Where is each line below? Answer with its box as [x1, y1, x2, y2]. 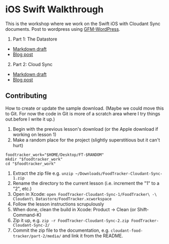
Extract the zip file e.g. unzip [12, 170, 73, 176]
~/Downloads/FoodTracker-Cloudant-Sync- [75, 171, 163, 176]
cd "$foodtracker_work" [5, 161, 56, 166]
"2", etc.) [12, 186, 32, 192]
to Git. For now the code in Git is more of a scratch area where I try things [5, 110, 160, 116]
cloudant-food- [111, 228, 143, 233]
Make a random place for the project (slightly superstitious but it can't [12, 137, 160, 143]
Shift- [137, 206, 149, 212]
